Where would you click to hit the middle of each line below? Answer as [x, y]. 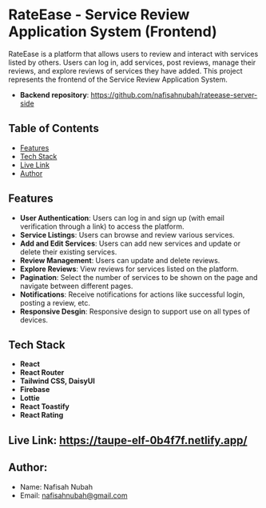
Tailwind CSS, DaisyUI [58, 381]
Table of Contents [54, 128]
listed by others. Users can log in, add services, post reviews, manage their [132, 62]
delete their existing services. [68, 252]
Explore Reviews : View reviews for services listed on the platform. [129, 269]
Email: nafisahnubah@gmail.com [73, 495]
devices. [34, 320]
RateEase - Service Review [99, 15]
